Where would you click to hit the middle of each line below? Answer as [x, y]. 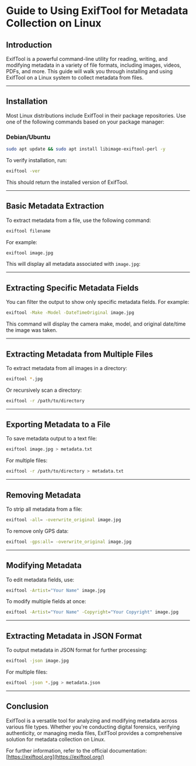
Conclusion [27, 707]
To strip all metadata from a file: [44, 509]
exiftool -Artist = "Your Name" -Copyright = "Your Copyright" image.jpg [92, 612]
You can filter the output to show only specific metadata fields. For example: [98, 302]
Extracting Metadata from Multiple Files [80, 354]
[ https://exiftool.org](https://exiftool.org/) [55, 757]
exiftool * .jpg [24, 379]
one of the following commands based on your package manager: [85, 122]
